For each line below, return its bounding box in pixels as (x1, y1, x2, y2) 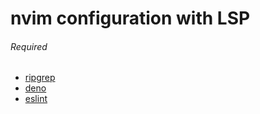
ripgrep (24, 72, 56, 84)
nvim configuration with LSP (10, 7, 251, 30)
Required (10, 40, 48, 52)
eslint (24, 93, 48, 105)
